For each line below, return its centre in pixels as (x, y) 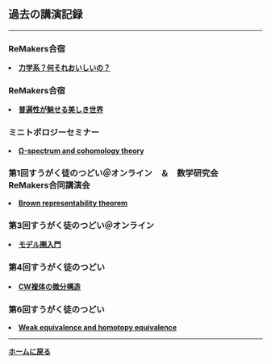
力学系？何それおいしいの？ (65, 68)
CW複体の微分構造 (50, 286)
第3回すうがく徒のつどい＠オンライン (81, 225)
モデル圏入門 (40, 245)
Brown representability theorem (73, 203)
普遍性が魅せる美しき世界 (61, 110)
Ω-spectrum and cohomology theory (81, 151)
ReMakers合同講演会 (49, 185)
